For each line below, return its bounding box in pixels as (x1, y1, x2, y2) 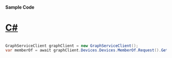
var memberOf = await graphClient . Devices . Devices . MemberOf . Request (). (5, 48, 161, 53)
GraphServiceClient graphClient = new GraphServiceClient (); (5, 43, 139, 48)
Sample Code (5, 4, 35, 10)
